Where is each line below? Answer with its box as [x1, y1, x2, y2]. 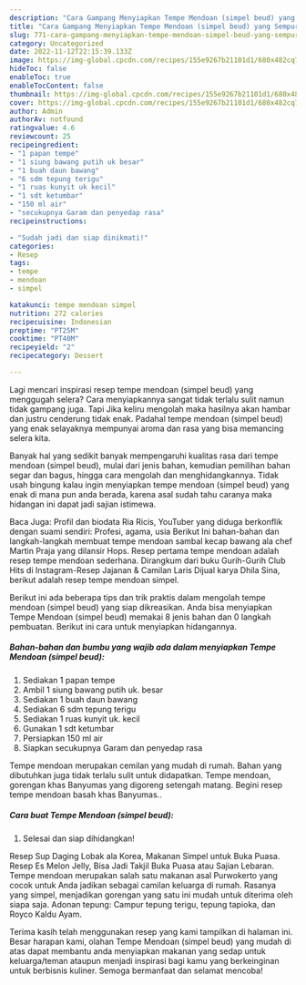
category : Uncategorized [9, 38, 104, 48]
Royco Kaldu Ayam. [9, 908, 82, 919]
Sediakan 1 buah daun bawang [22, 693, 138, 704]
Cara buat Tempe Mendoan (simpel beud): [9, 810, 175, 821]
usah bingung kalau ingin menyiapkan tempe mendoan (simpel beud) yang [9, 479, 290, 490]
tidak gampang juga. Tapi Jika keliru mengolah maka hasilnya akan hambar [9, 403, 291, 415]
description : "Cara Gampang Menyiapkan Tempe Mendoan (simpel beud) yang [9, 13, 296, 23]
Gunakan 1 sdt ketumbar [22, 723, 115, 734]
